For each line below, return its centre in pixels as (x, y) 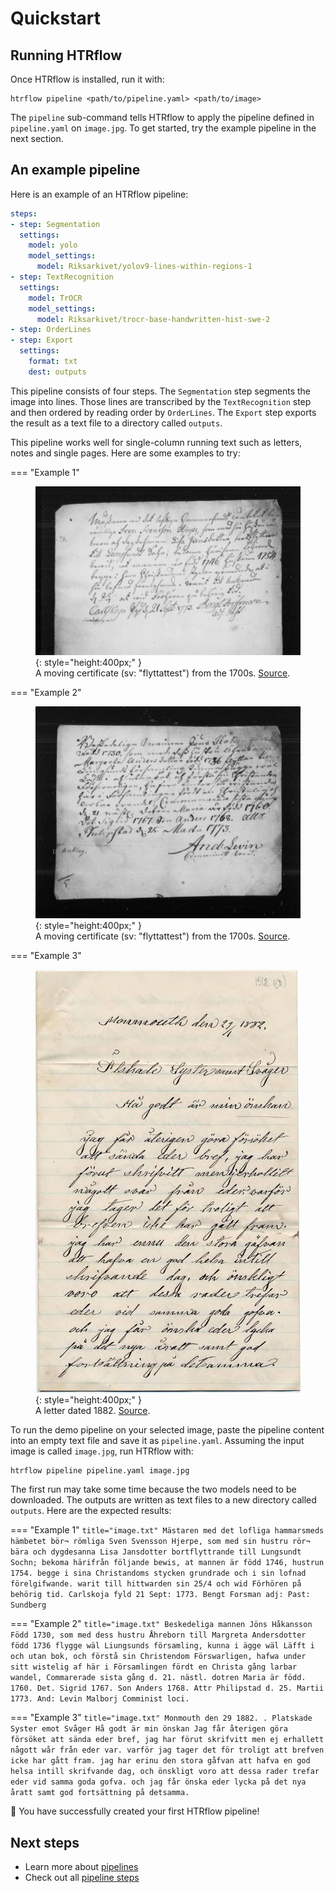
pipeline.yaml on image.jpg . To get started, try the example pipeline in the (163, 128)
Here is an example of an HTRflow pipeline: (99, 194)
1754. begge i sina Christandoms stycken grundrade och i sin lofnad (158, 1573)
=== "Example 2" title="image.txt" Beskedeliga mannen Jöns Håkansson (161, 1624)
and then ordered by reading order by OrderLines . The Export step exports (163, 412)
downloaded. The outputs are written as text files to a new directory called (163, 1500)
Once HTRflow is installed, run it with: (87, 79)
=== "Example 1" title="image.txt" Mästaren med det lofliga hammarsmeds (167, 1530)
